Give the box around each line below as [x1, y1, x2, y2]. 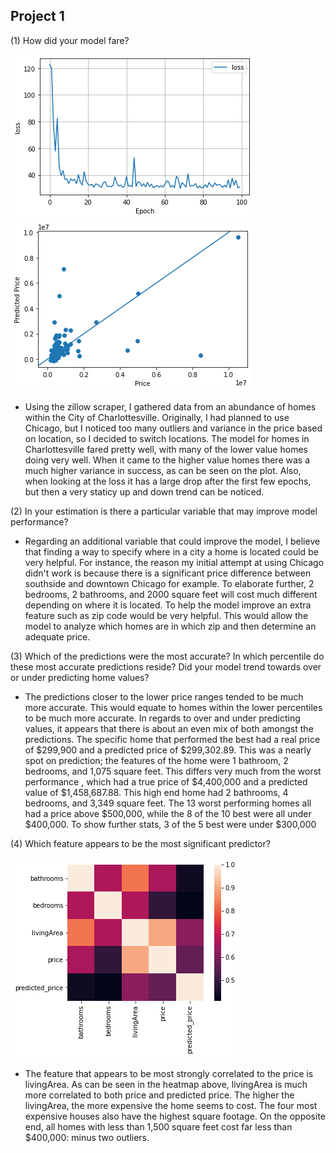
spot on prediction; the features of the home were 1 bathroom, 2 [24, 754, 289, 766]
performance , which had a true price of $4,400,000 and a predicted [24, 775, 308, 788]
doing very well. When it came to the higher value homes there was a [24, 454, 310, 466]
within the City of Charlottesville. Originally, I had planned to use [24, 411, 290, 423]
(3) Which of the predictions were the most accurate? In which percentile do [10, 650, 325, 662]
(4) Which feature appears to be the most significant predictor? [10, 837, 271, 849]
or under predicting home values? [10, 671, 150, 683]
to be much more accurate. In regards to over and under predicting [24, 712, 301, 724]
